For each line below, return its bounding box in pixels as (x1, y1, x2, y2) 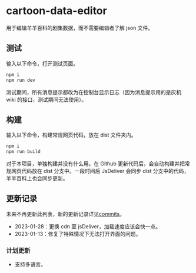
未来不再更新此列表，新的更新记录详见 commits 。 (6, 210, 125, 217)
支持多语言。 (14, 261, 46, 268)
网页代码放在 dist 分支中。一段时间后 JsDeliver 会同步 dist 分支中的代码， (11, 168, 190, 175)
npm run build (6, 149, 41, 155)
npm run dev (6, 77, 35, 83)
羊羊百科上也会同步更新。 (6, 175, 68, 182)
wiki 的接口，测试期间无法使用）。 (6, 96, 87, 103)
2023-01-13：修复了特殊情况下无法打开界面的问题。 (14, 230, 141, 237)
